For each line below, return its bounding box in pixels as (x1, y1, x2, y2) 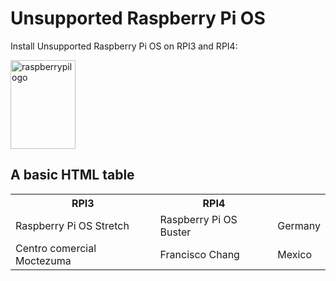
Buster (159, 225, 192, 239)
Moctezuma (15, 253, 72, 267)
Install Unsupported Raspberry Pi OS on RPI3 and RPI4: (10, 40, 238, 52)
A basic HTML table (10, 167, 135, 184)
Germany (277, 218, 321, 232)
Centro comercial (15, 241, 97, 255)
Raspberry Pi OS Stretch (15, 218, 130, 232)
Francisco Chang (159, 247, 240, 261)
